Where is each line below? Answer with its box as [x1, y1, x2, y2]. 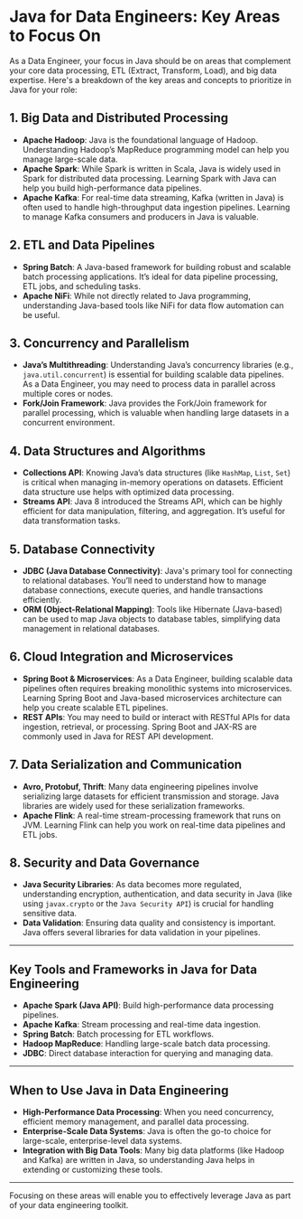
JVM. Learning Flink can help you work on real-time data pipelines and [22, 820, 286, 830]
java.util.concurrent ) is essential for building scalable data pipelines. [22, 369, 284, 380]
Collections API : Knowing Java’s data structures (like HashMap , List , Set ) [22, 467, 291, 478]
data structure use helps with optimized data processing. [22, 486, 234, 498]
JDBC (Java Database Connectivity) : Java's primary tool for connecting [22, 566, 293, 576]
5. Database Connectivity [9, 541, 156, 557]
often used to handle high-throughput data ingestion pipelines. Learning [22, 202, 290, 212]
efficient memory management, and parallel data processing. [22, 1116, 250, 1127]
